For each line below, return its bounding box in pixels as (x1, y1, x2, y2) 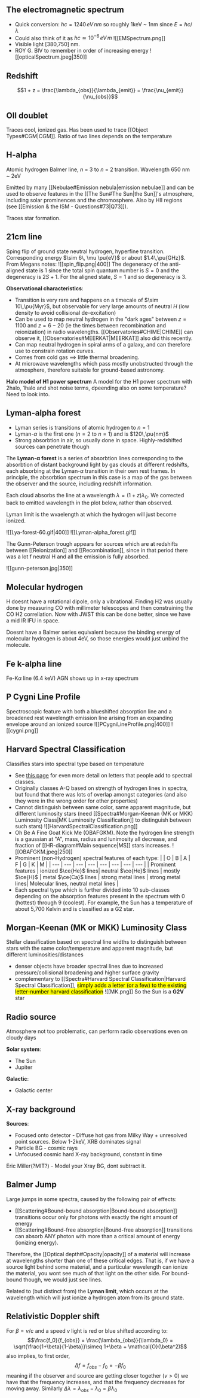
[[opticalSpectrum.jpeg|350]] (14, 53, 87, 60)
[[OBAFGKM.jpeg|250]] (14, 848, 73, 855)
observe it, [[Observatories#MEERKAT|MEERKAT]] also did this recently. (14, 335, 193, 342)
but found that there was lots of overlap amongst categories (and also (14, 791, 187, 798)
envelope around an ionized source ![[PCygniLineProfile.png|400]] (6, 721, 170, 728)
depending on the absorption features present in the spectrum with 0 (14, 892, 185, 899)
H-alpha (6, 150, 37, 160)
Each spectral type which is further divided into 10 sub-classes (14, 886, 170, 893)
